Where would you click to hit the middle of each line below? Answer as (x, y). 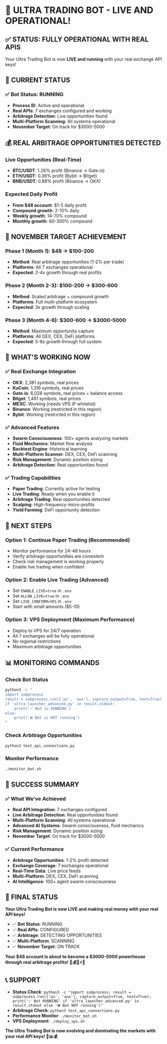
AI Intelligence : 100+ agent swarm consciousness (64, 881)
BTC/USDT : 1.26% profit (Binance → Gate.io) (58, 171)
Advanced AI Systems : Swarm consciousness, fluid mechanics (78, 826)
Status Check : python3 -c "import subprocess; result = (72, 992)
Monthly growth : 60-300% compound (52, 221)
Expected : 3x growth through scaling (51, 307)
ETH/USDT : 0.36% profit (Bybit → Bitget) (55, 176)
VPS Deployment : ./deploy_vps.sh (48, 1021)
